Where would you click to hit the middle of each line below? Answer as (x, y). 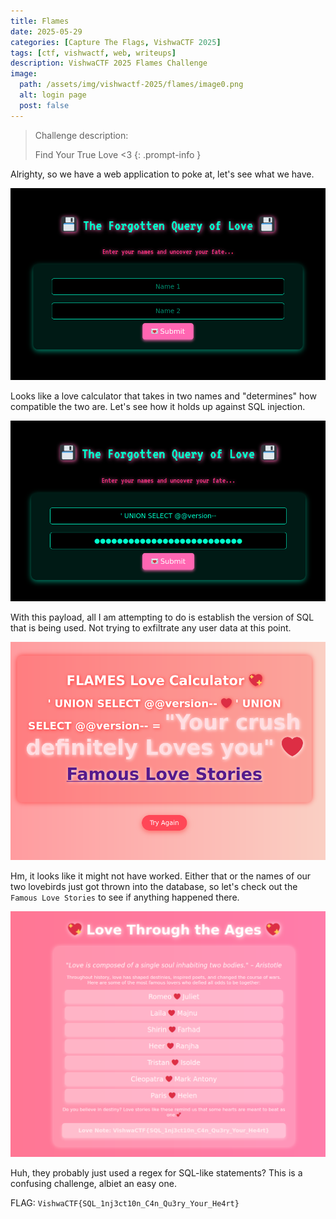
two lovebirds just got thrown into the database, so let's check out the (154, 886)
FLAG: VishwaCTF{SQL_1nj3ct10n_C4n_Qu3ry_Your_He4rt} (125, 1202)
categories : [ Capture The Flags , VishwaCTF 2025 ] (116, 42)
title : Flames (40, 21)
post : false (44, 105)
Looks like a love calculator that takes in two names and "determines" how (163, 396)
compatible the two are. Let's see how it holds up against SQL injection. (158, 406)
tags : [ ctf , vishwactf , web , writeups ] (93, 53)
